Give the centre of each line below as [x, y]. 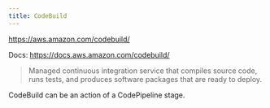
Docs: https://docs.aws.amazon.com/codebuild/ [89, 54]
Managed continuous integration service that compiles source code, [143, 71]
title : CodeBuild [38, 16]
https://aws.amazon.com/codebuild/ [69, 39]
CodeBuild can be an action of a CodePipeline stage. [97, 95]
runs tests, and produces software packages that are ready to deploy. [145, 79]
